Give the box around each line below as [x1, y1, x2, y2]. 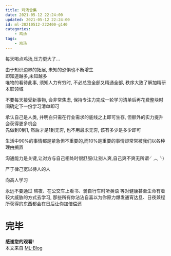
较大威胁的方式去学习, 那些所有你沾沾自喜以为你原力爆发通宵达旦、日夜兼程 [5, 194, 165, 200]
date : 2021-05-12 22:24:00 [5, 12, 63, 17]
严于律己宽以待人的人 [5, 166, 50, 172]
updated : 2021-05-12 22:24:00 [5, 17, 70, 22]
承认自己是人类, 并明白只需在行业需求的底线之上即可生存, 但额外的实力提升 [5, 114, 163, 120]
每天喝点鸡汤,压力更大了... [5, 55, 61, 62]
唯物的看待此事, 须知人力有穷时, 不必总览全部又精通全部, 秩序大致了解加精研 [5, 79, 166, 85]
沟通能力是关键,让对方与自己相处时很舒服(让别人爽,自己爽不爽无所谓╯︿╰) [5, 155, 164, 161]
